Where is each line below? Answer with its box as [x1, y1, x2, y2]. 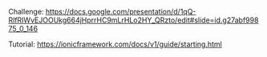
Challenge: [8, 7, 44, 16]
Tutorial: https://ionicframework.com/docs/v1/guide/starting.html [8, 39, 222, 49]
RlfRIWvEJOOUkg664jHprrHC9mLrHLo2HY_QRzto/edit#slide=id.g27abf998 [8, 15, 259, 25]
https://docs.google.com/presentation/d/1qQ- [45, 7, 196, 16]
